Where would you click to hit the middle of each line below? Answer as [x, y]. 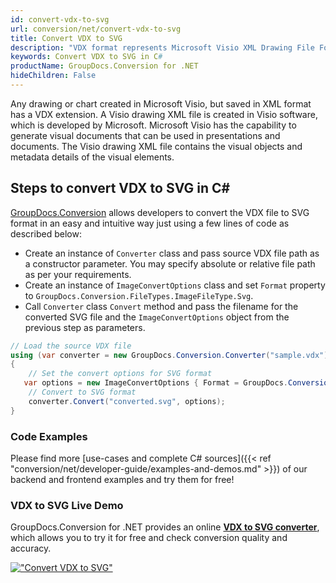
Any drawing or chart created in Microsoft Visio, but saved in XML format [161, 103]
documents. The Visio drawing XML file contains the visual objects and [156, 146]
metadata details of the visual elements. [92, 157]
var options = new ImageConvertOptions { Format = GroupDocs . [155, 383]
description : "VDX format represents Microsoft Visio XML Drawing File [162, 47]
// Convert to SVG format [82, 392]
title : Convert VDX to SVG [66, 38]
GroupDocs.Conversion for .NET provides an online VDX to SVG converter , [165, 527]
